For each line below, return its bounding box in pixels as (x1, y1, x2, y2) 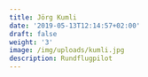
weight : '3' (9, 37, 53, 47)
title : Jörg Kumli (9, 12, 77, 22)
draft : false (9, 29, 58, 38)
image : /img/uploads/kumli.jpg (9, 46, 125, 55)
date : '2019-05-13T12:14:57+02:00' (9, 21, 141, 30)
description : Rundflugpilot (9, 54, 113, 63)
